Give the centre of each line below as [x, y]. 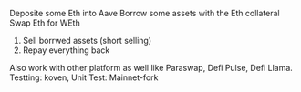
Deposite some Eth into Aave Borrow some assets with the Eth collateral [145, 13]
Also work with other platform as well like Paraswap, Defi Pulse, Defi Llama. [151, 68]
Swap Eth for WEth [45, 23]
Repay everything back [66, 50]
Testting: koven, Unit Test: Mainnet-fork [84, 77]
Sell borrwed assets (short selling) [87, 41]
